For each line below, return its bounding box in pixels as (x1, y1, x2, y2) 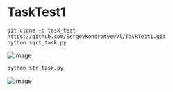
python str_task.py (7, 64, 64, 71)
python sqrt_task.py (7, 39, 67, 46)
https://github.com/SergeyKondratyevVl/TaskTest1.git (7, 33, 167, 40)
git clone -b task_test (7, 27, 76, 34)
